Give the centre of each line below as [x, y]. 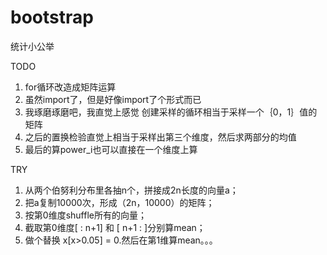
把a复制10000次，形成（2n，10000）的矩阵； [119, 202]
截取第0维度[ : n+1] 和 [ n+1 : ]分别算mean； [115, 227]
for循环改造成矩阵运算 [70, 87]
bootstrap [52, 17]
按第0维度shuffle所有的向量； [85, 215]
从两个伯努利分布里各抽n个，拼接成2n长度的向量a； [131, 190]
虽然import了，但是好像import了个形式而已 [113, 99]
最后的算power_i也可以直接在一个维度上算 [111, 149]
